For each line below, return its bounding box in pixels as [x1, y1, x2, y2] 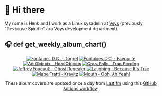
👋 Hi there [4, 4, 45, 16]
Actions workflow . [63, 85, 99, 91]
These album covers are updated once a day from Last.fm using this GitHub [5, 80, 157, 86]
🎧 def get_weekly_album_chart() [4, 40, 107, 48]
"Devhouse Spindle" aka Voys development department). [4, 25, 119, 31]
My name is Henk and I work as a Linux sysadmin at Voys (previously [4, 20, 143, 26]
